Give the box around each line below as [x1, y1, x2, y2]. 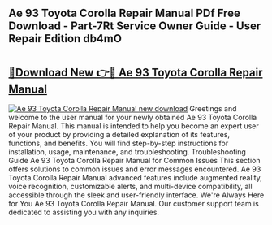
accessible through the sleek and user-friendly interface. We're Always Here [8, 190, 265, 200]
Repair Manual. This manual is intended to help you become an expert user [8, 121, 260, 131]
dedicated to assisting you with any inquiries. [8, 207, 160, 217]
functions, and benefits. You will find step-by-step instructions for [8, 138, 229, 148]
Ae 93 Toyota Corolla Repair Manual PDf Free [8, 6, 241, 20]
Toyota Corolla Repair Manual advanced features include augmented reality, [8, 173, 262, 182]
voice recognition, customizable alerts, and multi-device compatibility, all [8, 182, 253, 191]
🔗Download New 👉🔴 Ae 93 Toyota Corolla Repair [8, 65, 263, 80]
